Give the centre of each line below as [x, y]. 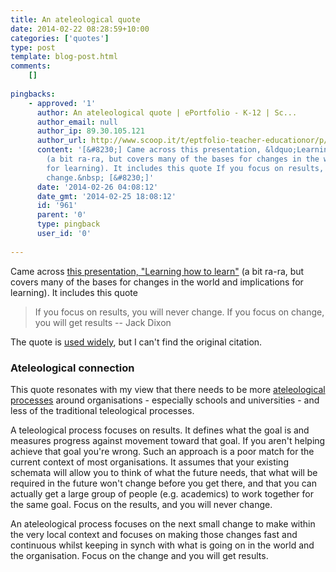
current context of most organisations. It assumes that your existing [149, 462]
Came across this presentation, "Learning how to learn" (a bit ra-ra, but [157, 271]
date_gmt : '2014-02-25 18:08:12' [106, 196]
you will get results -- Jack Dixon [103, 322]
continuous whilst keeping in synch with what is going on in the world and [162, 545]
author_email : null [77, 122]
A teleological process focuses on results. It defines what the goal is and [160, 430]
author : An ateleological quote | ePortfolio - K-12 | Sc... [167, 112]
